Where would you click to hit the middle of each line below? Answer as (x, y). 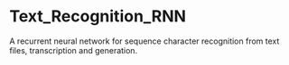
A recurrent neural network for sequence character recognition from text (144, 41)
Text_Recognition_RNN (98, 16)
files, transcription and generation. (74, 50)
